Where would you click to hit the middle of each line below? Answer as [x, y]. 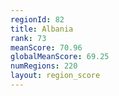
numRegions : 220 [44, 66]
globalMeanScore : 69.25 [60, 57]
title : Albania [42, 29]
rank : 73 [28, 38]
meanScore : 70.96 [46, 47]
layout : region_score [55, 76]
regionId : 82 [37, 19]
